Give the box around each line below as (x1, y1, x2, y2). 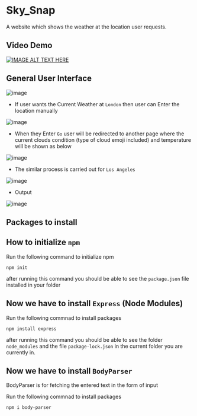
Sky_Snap (6, 4, 56, 17)
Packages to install (6, 217, 78, 227)
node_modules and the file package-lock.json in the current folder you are (6, 342, 183, 350)
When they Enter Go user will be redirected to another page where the (14, 130, 185, 137)
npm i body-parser (6, 405, 51, 411)
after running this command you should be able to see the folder (6, 336, 163, 343)
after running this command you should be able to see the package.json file (6, 275, 189, 282)
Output (14, 188, 32, 196)
